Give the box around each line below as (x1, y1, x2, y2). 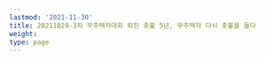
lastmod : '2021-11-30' (9, 12, 93, 22)
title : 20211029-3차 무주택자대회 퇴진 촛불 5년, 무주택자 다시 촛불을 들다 (9, 21, 256, 30)
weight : (9, 29, 38, 38)
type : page (9, 37, 50, 47)
